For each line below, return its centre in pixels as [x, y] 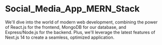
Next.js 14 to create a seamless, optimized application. [60, 37]
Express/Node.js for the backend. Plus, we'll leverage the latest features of [80, 32]
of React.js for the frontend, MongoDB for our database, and [66, 27]
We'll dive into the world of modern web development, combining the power [81, 22]
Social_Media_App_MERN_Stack [72, 9]
